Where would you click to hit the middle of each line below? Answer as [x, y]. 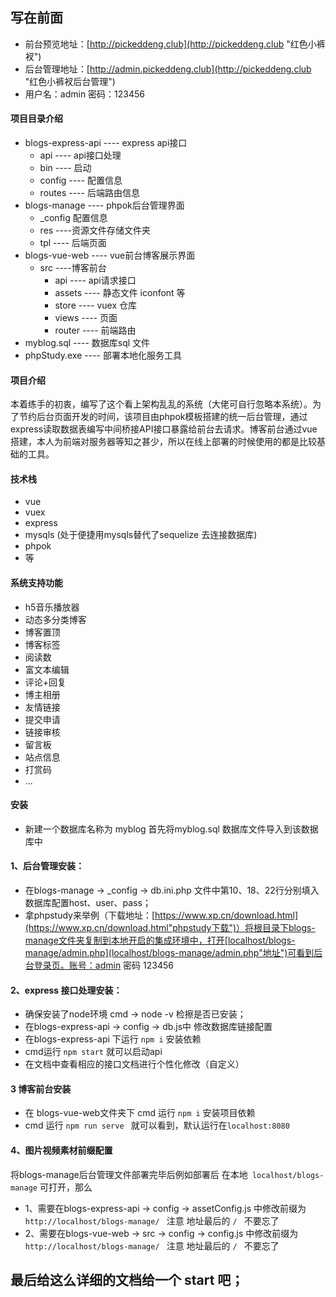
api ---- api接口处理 [80, 155]
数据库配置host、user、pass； [88, 903]
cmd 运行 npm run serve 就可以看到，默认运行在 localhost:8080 [157, 1125]
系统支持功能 [36, 583]
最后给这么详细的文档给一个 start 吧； [127, 1280]
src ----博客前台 [73, 268]
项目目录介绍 [36, 119]
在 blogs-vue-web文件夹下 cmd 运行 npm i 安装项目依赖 [140, 1113]
